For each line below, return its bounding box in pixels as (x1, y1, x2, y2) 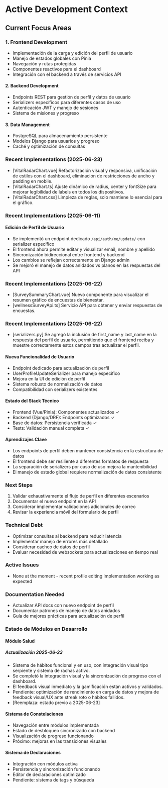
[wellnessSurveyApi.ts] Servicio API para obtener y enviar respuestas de (12, 303, 162, 308)
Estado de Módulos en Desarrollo (5, 626, 88, 633)
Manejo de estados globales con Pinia (12, 55, 91, 61)
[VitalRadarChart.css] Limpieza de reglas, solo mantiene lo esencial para (12, 194, 163, 200)
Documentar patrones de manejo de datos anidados (12, 608, 120, 614)
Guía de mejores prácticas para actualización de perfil (12, 613, 124, 619)
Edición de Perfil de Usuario (5, 225, 64, 231)
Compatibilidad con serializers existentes (12, 386, 98, 392)
